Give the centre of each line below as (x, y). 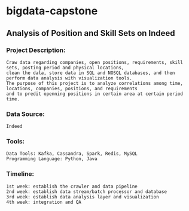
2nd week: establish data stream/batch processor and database (87, 192)
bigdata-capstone (52, 11)
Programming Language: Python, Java (52, 159)
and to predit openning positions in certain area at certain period (95, 94)
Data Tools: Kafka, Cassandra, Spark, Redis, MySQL (72, 154)
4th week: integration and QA (44, 202)
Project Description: (36, 50)
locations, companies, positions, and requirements (72, 88)
